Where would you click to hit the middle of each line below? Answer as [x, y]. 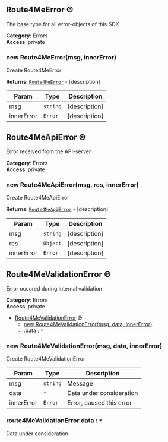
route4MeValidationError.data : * [54, 421]
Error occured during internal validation [54, 289]
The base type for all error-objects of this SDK [63, 24]
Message [80, 384]
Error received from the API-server [49, 151]
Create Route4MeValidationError [46, 359]
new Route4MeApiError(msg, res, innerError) [72, 185]
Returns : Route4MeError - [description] [53, 82]
